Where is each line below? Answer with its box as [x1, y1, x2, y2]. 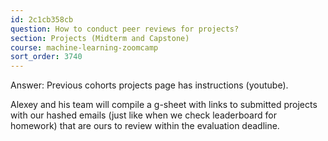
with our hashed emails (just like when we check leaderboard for [10, 109, 277, 121]
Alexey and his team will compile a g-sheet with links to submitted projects [10, 99, 318, 111]
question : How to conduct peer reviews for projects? [10, 24, 240, 34]
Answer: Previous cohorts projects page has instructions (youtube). [10, 79, 289, 91]
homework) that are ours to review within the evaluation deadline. [10, 120, 280, 132]
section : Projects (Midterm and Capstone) [10, 33, 190, 43]
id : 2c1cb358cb [10, 14, 74, 25]
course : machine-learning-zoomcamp [10, 42, 159, 53]
